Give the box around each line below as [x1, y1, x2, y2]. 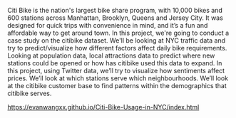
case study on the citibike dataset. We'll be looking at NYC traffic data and [7, 36, 226, 45]
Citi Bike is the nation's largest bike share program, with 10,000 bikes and [7, 6, 222, 14]
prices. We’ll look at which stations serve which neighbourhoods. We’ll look [7, 74, 229, 82]
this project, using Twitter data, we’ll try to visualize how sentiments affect [7, 67, 225, 75]
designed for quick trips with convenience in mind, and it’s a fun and [7, 21, 208, 29]
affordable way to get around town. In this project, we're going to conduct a [7, 28, 230, 37]
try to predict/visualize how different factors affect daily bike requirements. [7, 44, 227, 52]
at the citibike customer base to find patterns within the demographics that [7, 82, 227, 90]
